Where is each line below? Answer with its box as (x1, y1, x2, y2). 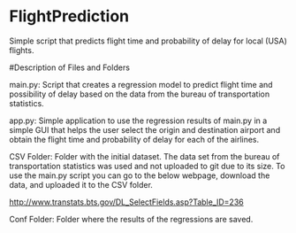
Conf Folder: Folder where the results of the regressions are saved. (9, 214, 254, 224)
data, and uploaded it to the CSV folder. (9, 179, 153, 190)
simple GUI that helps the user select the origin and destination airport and (9, 124, 281, 135)
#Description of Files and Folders (9, 62, 131, 73)
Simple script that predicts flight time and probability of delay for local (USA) (9, 35, 287, 46)
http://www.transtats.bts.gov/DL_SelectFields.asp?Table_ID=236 (9, 197, 245, 207)
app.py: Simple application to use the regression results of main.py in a (9, 115, 268, 126)
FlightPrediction (9, 6, 130, 27)
